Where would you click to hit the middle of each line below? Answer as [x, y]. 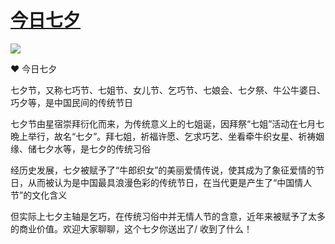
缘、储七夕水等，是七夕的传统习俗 [80, 148]
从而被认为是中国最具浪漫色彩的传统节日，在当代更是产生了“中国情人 [170, 182]
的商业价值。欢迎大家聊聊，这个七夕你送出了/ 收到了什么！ [131, 228]
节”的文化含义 [39, 195]
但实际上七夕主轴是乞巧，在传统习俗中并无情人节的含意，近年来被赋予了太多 [168, 216]
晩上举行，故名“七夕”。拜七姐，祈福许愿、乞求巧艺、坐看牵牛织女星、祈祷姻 [167, 136]
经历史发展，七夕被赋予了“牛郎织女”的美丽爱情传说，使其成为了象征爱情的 [163, 170]
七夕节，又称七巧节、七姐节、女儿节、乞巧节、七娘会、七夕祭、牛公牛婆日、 [168, 90]
